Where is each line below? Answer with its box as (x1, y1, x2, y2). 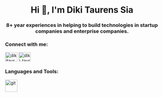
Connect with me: (5, 41, 48, 48)
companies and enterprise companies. (35, 28, 129, 35)
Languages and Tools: (5, 68, 59, 75)
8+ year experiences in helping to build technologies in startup (6, 22, 158, 29)
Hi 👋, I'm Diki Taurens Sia (30, 4, 134, 16)
